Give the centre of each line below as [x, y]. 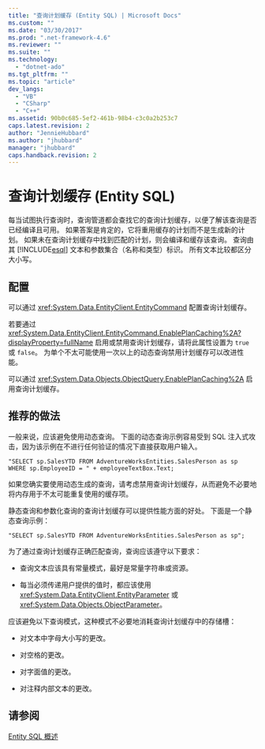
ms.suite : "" [30, 52]
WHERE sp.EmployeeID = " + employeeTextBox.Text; [91, 468]
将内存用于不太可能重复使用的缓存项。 [70, 494]
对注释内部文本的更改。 [58, 688]
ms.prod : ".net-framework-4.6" [60, 38]
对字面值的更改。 [47, 672]
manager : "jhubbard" [42, 148]
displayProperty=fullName [51, 342]
